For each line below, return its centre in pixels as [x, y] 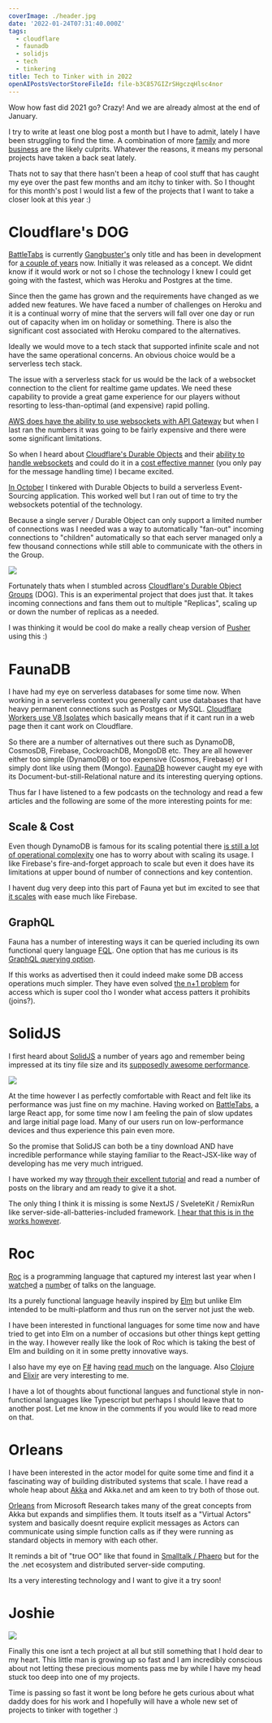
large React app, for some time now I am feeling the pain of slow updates [131, 1113]
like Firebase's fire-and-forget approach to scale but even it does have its [132, 864]
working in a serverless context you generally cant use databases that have [135, 700]
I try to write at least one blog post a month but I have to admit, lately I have [134, 132]
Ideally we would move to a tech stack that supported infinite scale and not [134, 347]
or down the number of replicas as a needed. [84, 612]
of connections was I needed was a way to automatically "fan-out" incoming [136, 529]
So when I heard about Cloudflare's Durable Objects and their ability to [127, 454]
